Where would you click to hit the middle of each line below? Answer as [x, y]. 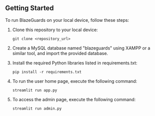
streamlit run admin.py [37, 109]
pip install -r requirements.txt [47, 72]
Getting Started [30, 8]
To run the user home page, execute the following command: [75, 81]
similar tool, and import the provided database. [60, 53]
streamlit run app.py [35, 90]
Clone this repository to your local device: [55, 30]
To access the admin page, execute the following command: [74, 99]
